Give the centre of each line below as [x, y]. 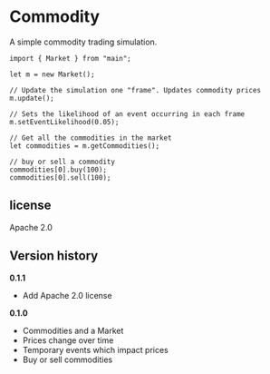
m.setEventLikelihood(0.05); [64, 122]
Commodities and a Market [73, 330]
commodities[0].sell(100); [60, 177]
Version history [54, 256]
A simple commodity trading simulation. [83, 42]
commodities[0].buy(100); [58, 170]
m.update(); [32, 98]
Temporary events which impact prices [96, 349]
